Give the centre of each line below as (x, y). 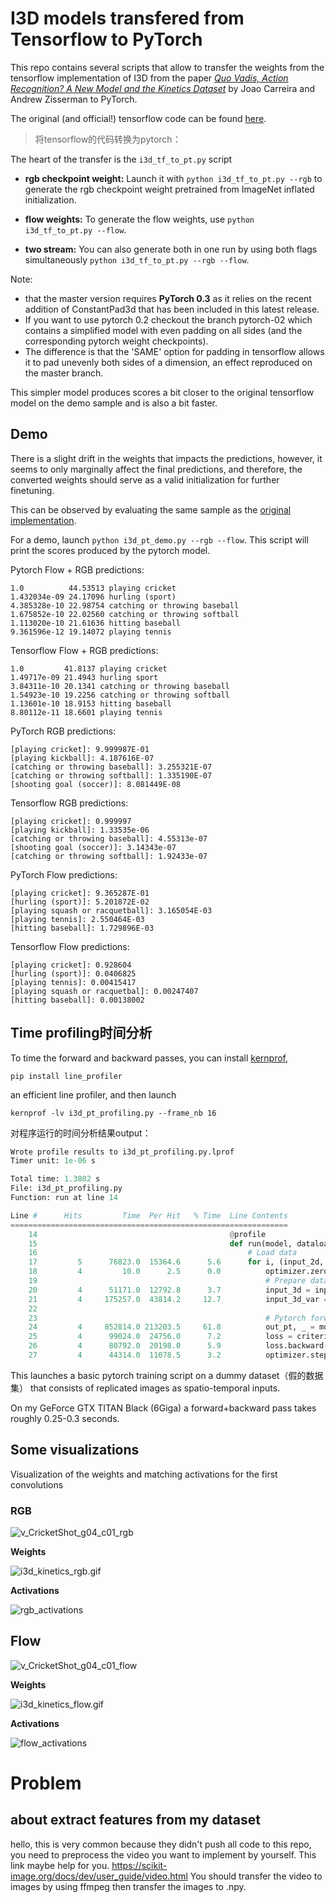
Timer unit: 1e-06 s (53, 1161)
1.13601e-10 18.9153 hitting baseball (91, 703)
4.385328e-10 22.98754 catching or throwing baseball (125, 605)
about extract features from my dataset (135, 1820)
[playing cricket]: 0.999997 (71, 821)
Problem (46, 1783)
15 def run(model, (160, 1243)
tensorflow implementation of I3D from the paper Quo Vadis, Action (149, 78)
